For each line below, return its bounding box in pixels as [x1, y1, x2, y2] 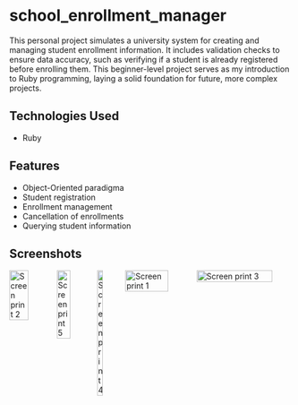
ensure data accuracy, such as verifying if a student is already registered [9, 54, 278, 65]
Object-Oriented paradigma [21, 182, 124, 193]
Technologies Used [9, 108, 119, 124]
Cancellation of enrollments [21, 211, 124, 221]
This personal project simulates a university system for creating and [9, 35, 260, 46]
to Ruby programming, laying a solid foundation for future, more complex [9, 73, 278, 83]
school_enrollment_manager [9, 5, 226, 26]
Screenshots [9, 246, 82, 261]
